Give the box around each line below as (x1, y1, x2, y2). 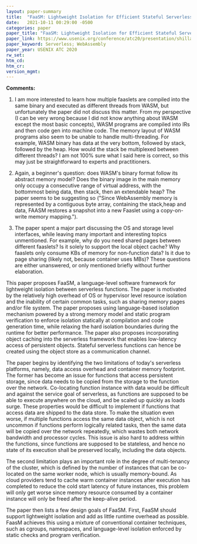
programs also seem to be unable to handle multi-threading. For (14, 133, 169, 141)
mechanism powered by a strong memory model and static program (6, 311, 171, 318)
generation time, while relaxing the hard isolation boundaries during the (6, 323, 179, 330)
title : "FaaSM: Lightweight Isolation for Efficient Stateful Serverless (6, 14, 193, 20)
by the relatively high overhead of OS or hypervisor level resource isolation (6, 292, 187, 299)
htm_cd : (6, 57, 25, 63)
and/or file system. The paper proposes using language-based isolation (6, 304, 179, 311)
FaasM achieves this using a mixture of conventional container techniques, (6, 519, 186, 526)
